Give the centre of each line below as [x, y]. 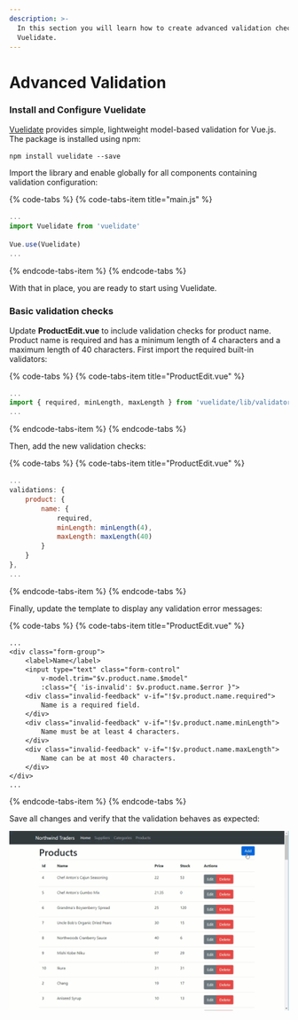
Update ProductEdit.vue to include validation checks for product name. [141, 330]
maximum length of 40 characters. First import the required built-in [132, 349]
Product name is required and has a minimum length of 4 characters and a [145, 340]
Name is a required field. [91, 705]
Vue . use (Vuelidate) [45, 245]
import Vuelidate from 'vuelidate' [75, 226]
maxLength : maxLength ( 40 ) [104, 537]
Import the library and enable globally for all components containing [133, 172]
